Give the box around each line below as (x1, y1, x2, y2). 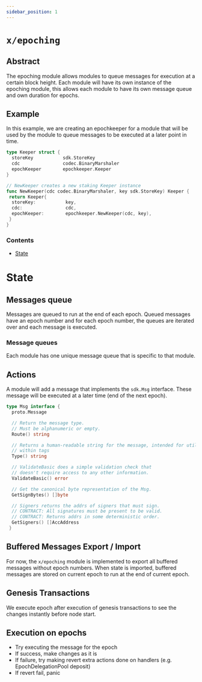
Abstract (6, 57, 40, 67)
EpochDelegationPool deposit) (14, 663, 91, 670)
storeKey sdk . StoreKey (11, 155, 96, 161)
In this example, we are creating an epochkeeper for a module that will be (6, 125, 188, 132)
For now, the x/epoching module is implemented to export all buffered (6, 557, 178, 565)
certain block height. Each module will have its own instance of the (6, 79, 172, 86)
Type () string (11, 453, 47, 459)
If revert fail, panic (14, 669, 61, 677)
